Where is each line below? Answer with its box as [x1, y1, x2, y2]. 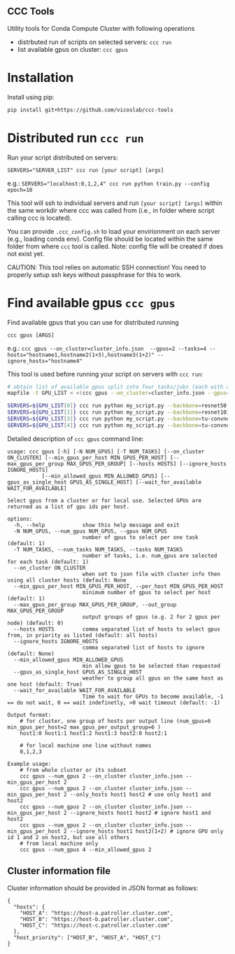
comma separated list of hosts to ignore [82, 644, 205, 651]
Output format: [7, 711, 52, 718]
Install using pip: [7, 92, 55, 101]
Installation [7, 70, 74, 85]
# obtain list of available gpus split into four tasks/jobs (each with [7, 383, 224, 391]
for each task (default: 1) [7, 558, 90, 566]
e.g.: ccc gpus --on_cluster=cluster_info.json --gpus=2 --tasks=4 [7, 344, 207, 352]
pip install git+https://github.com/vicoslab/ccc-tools [7, 106, 173, 113]
